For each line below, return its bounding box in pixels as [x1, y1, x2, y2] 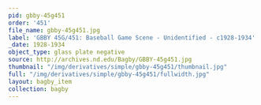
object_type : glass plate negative [8, 48, 125, 56]
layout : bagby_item [8, 77, 73, 85]
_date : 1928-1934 [8, 41, 65, 49]
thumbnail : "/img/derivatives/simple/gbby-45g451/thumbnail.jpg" [8, 63, 227, 71]
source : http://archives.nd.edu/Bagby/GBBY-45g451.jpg [8, 56, 192, 64]
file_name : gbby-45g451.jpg [8, 26, 101, 34]
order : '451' [8, 19, 51, 27]
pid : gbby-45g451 [8, 11, 65, 20]
